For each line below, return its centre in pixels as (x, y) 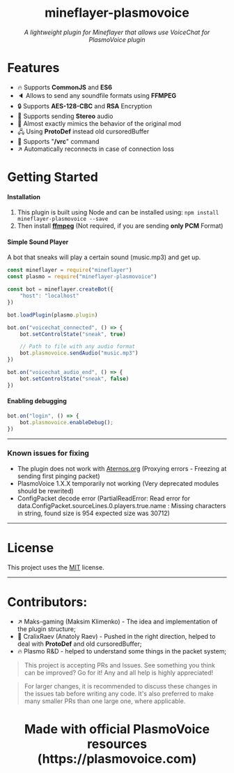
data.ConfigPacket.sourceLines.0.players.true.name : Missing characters (122, 505)
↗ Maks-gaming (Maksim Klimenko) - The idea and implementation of (117, 621)
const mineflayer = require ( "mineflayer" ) (70, 270)
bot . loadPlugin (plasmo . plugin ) (53, 315)
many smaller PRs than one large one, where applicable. (105, 701)
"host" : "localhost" (49, 296)
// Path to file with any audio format (78, 347)
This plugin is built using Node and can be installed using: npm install (118, 212)
